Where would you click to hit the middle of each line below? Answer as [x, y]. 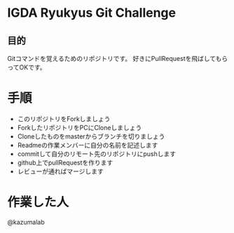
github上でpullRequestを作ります [65, 162]
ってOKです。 [27, 67]
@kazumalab [26, 222]
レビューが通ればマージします [60, 171]
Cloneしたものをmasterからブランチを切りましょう [91, 136]
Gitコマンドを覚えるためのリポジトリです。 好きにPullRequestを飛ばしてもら [118, 58]
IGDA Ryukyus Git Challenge [92, 13]
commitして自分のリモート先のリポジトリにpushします [97, 154]
